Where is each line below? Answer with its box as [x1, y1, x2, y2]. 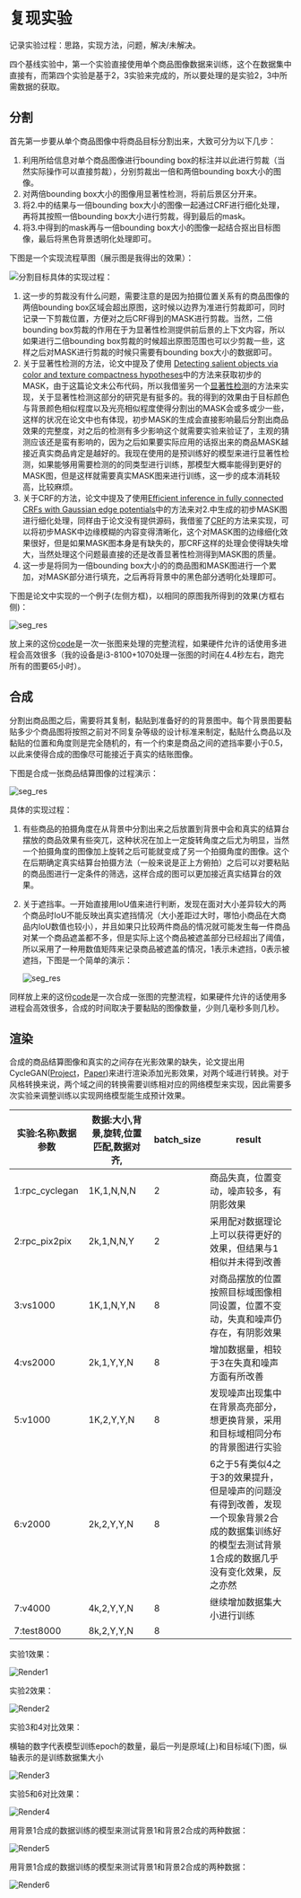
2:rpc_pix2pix [13, 1235, 72, 1248]
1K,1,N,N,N [88, 1185, 137, 1197]
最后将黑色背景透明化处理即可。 [38, 233, 157, 243]
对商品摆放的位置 [210, 1273, 282, 1285]
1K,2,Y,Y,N [88, 1414, 135, 1426]
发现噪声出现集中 [210, 1387, 282, 1399]
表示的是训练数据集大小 [16, 1752, 104, 1763]
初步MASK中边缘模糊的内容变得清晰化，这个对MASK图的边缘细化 [38, 526, 280, 537]
